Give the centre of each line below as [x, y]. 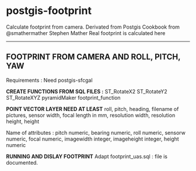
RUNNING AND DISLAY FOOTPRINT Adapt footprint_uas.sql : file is [87, 156]
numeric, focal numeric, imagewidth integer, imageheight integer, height [92, 139]
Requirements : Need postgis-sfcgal [49, 80]
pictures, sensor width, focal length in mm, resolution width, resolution [91, 115]
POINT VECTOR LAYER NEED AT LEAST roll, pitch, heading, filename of [92, 109]
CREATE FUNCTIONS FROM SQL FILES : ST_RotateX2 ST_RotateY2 [87, 91]
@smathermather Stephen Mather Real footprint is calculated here [86, 33]
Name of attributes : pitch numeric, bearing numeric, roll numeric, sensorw [96, 132]
